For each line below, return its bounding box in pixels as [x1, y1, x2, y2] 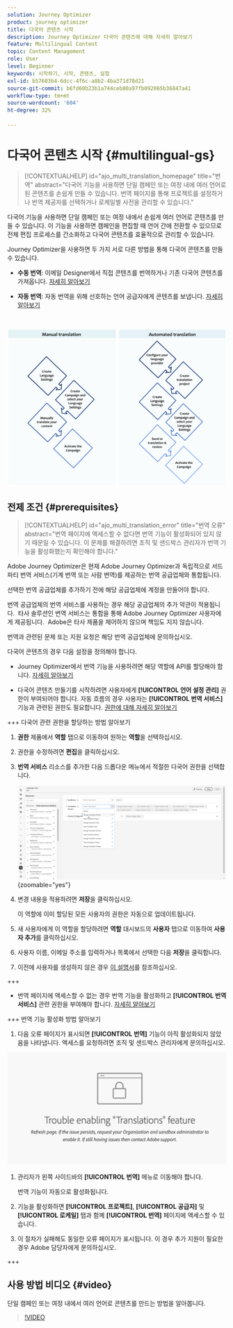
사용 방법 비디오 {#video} [7, 1279, 113, 1291]
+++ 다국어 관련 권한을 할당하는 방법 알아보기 [7, 718, 131, 727]
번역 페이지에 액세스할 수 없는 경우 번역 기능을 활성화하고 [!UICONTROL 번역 [17, 991, 227, 1000]
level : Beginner [7, 63, 54, 70]
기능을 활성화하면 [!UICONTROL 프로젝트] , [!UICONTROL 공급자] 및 [17, 1202, 205, 1211]
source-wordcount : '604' [7, 100, 79, 107]
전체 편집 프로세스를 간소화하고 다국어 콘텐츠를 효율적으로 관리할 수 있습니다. [7, 230, 216, 239]
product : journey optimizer [7, 18, 89, 26]
